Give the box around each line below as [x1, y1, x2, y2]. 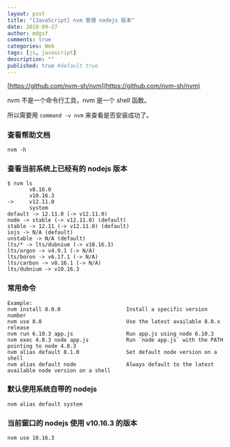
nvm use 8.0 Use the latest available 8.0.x [7, 318, 220, 325]
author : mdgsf [7, 29, 49, 37]
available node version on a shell [7, 367, 111, 374]
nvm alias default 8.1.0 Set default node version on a [7, 348, 217, 355]
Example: [7, 299, 33, 306]
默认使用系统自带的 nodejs [7, 384, 97, 394]
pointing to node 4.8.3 [7, 342, 77, 350]
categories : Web [7, 43, 55, 50]
